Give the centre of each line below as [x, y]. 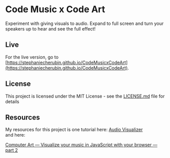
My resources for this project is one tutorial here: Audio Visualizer [74, 130]
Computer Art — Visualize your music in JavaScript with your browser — [81, 145]
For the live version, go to [32, 57]
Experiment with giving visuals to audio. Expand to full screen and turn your [84, 23]
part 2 [12, 150]
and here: [15, 135]
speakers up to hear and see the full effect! [50, 28]
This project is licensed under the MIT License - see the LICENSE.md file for [85, 96]
